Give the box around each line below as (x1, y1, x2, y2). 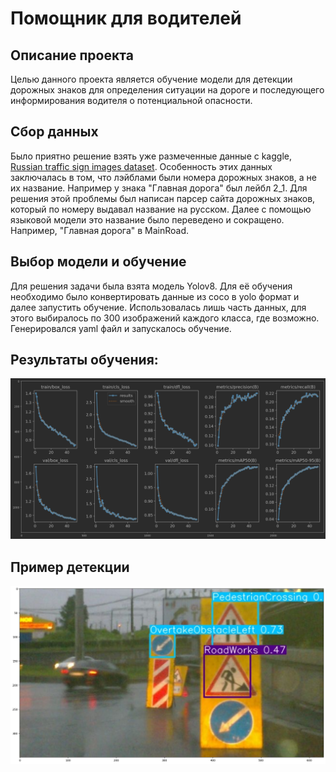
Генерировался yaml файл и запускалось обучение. (10, 322, 232, 334)
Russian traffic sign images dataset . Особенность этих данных (10, 160, 273, 172)
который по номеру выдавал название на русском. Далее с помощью (10, 203, 312, 215)
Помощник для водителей (10, 7, 242, 30)
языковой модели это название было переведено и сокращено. (10, 213, 285, 226)
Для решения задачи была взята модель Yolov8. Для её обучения (10, 280, 293, 292)
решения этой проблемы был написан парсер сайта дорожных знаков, (10, 192, 316, 204)
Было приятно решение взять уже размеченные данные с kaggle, (10, 150, 292, 162)
